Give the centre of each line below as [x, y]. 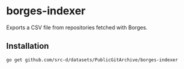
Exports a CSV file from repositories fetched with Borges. [77, 27]
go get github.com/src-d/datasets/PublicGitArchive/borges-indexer [92, 60]
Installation [28, 46]
